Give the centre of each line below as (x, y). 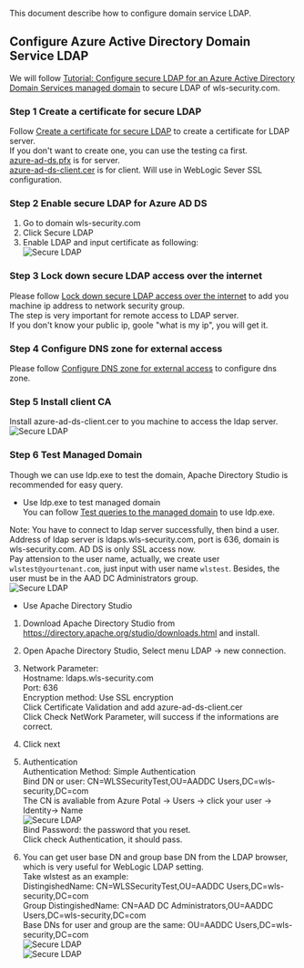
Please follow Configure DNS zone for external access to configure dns (143, 368)
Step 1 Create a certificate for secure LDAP (106, 111)
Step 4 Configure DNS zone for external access (116, 349)
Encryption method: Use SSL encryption (98, 697)
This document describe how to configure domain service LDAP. (131, 13)
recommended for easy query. (66, 484)
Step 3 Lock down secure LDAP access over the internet (136, 276)
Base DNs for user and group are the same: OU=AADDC (128, 924)
